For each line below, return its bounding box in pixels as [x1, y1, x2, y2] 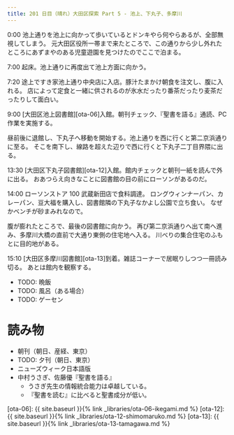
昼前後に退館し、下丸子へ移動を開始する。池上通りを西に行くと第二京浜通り [7, 134, 228, 142]
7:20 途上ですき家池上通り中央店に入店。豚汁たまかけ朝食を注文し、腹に [7, 78, 218, 86]
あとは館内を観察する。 [27, 263, 95, 271]
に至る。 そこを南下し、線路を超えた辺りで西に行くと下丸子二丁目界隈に [7, 142, 217, 150]
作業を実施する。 [7, 118, 57, 127]
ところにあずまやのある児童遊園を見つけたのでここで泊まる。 [7, 48, 185, 56]
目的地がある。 [19, 239, 63, 248]
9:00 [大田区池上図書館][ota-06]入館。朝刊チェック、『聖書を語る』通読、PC [7, 110, 227, 118]
